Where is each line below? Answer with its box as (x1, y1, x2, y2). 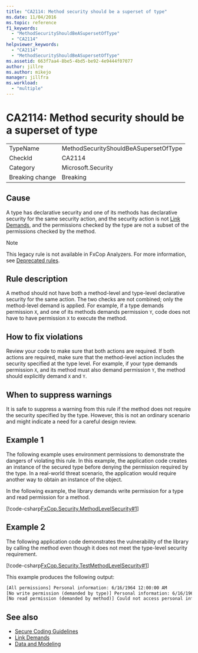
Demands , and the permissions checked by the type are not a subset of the (6, 221, 189, 228)
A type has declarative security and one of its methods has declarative (6, 209, 178, 216)
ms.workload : (6, 80, 38, 86)
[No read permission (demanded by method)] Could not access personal (6, 596, 183, 602)
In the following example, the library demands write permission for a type (6, 487, 184, 494)
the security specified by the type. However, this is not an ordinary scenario (6, 412, 190, 419)
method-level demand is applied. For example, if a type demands (6, 302, 164, 309)
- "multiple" (11, 86, 44, 92)
